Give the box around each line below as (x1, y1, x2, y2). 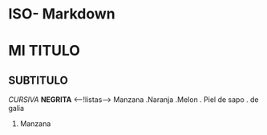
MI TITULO (8, 42, 80, 60)
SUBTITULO (8, 73, 68, 87)
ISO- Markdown (8, 5, 115, 23)
